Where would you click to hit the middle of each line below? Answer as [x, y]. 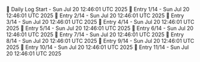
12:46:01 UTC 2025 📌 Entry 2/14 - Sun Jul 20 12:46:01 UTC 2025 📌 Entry [95, 15]
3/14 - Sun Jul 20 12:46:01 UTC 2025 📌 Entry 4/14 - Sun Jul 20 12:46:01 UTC [100, 22]
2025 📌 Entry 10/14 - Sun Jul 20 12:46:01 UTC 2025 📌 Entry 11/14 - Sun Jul [98, 47]
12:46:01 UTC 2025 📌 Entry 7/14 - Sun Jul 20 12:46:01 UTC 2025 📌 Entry [95, 35]
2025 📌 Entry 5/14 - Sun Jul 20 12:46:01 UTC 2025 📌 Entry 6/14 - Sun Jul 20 [100, 28]
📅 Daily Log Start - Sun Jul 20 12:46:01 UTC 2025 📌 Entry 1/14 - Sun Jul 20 [98, 9]
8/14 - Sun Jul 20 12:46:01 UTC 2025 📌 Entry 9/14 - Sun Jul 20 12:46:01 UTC [100, 41]
